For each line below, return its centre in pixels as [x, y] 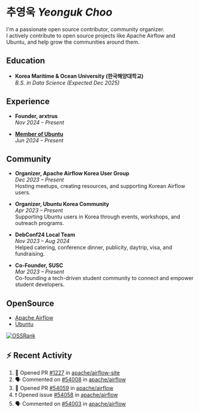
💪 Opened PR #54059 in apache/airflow [64, 388]
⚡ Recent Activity [39, 355]
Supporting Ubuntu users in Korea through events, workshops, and [98, 217]
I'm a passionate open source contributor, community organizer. [85, 29]
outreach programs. [39, 223]
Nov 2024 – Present [40, 122]
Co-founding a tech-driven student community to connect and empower [104, 278]
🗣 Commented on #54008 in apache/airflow [70, 379]
